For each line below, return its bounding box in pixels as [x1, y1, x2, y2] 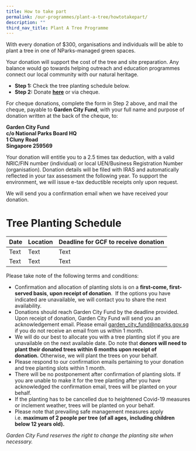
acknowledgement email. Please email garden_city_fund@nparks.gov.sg [14, 321, 189, 328]
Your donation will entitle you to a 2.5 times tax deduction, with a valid [6, 153, 174, 161]
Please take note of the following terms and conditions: [6, 272, 139, 279]
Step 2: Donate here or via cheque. [14, 88, 100, 95]
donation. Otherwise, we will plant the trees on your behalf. [14, 352, 158, 359]
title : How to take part [6, 8, 67, 15]
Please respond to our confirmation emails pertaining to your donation [14, 358, 184, 365]
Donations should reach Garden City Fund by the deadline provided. [14, 309, 179, 316]
